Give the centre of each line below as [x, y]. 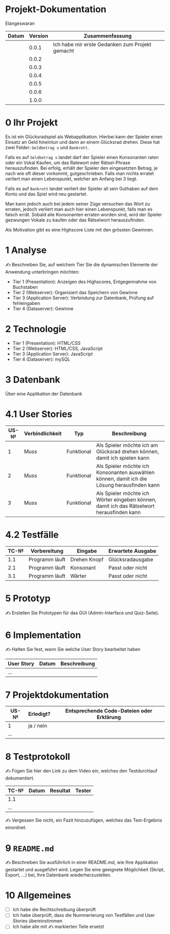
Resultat [60, 791]
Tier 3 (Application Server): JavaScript [53, 354]
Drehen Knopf [87, 559]
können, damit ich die [121, 479]
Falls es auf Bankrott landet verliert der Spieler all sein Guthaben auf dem [82, 188]
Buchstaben [25, 287]
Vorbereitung [47, 551]
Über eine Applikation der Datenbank [44, 394]
